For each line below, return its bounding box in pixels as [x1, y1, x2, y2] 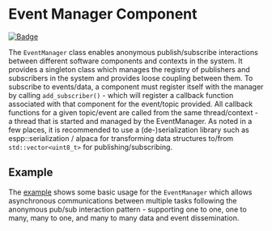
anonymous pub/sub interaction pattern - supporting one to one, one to [8, 204, 247, 214]
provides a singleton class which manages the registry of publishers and [8, 64, 250, 74]
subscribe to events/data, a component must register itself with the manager [8, 82, 264, 92]
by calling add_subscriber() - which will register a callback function [8, 90, 234, 100]
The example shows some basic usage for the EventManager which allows [8, 187, 253, 197]
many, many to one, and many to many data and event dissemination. [8, 212, 240, 223]
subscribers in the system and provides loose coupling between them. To [8, 73, 253, 83]
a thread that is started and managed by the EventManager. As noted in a [8, 116, 253, 126]
